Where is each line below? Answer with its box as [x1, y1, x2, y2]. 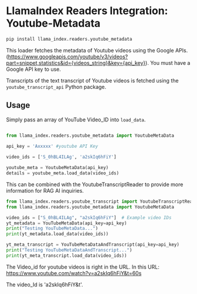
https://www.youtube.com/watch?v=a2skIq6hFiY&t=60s [6, 269, 142, 276]
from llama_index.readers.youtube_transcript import [6, 199, 138, 204]
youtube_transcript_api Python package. [6, 83, 107, 90]
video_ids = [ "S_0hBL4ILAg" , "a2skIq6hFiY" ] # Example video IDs [6, 214, 172, 220]
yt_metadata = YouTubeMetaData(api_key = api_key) [6, 220, 127, 226]
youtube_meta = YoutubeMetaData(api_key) [6, 165, 109, 171]
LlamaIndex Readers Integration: [6, 4, 168, 18]
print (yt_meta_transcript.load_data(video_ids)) [6, 252, 127, 259]
